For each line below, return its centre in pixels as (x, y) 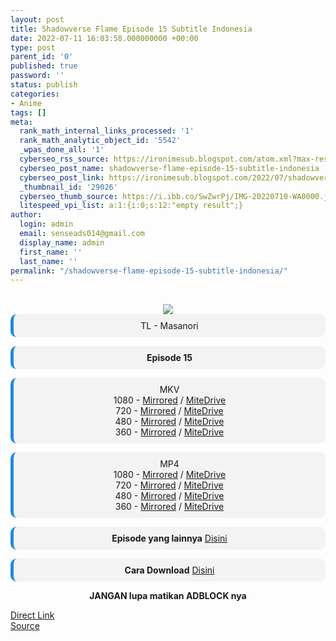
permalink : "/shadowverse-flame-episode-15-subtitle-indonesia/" (149, 271)
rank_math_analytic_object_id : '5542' (100, 141)
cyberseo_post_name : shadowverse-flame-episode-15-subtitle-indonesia (169, 168)
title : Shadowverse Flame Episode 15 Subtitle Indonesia (131, 29)
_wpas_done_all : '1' (62, 150)
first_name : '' (51, 252)
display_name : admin (62, 242)
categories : (35, 94)
